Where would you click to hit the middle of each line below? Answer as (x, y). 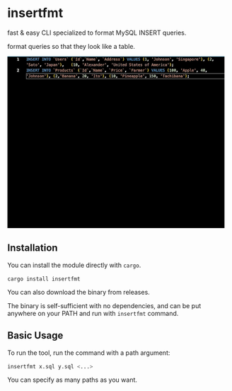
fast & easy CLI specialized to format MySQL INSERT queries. (97, 33)
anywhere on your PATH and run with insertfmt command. (93, 313)
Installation (33, 248)
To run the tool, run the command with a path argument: (89, 353)
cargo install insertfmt (44, 279)
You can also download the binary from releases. (79, 292)
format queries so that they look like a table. (71, 46)
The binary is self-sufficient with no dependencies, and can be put (104, 305)
